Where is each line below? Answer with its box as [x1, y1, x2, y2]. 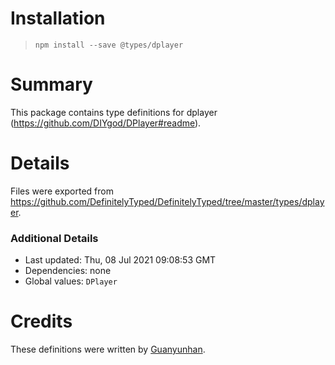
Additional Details [10, 231, 99, 245]
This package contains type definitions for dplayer [10, 106, 218, 118]
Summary [10, 73, 93, 96]
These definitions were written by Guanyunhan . [10, 343, 206, 356]
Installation [10, 7, 106, 30]
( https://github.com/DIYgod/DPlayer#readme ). [10, 117, 202, 129]
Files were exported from [10, 185, 114, 197]
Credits [10, 310, 73, 333]
